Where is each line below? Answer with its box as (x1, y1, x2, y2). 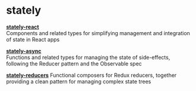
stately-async (6, 47, 42, 54)
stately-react (6, 23, 40, 30)
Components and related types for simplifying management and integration (6, 29, 190, 36)
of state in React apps (6, 36, 60, 43)
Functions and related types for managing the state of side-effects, (6, 54, 170, 61)
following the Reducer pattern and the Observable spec (6, 60, 143, 67)
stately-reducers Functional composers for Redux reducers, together (6, 71, 177, 79)
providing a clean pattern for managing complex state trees (6, 78, 151, 85)
